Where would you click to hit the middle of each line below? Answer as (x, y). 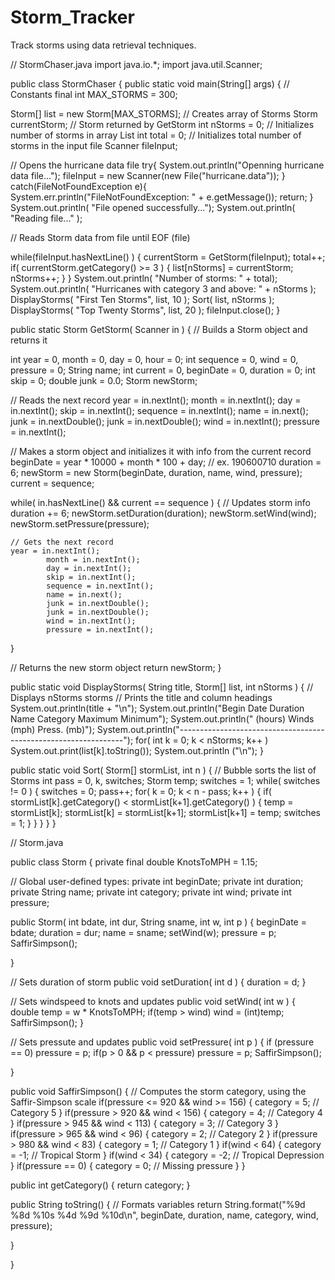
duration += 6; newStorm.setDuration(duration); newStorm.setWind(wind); (163, 513)
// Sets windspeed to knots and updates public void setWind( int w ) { (153, 1001)
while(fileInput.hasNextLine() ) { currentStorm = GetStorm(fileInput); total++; (168, 257)
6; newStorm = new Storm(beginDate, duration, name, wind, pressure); (156, 472)
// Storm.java (37, 842)
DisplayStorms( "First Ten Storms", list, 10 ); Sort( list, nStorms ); (142, 299)
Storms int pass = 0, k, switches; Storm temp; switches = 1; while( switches (165, 780)
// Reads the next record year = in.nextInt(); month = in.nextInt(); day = (156, 400)
